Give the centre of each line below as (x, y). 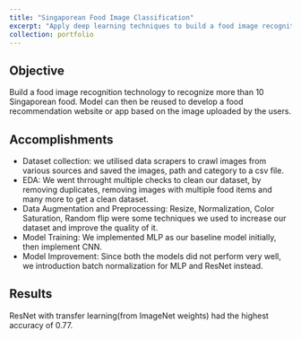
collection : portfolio (52, 34)
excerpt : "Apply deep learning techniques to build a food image (133, 26)
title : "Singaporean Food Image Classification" (102, 17)
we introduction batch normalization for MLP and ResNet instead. (142, 266)
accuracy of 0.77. (41, 325)
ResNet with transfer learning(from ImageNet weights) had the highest (139, 316)
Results (31, 294)
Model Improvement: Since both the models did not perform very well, (152, 256)
